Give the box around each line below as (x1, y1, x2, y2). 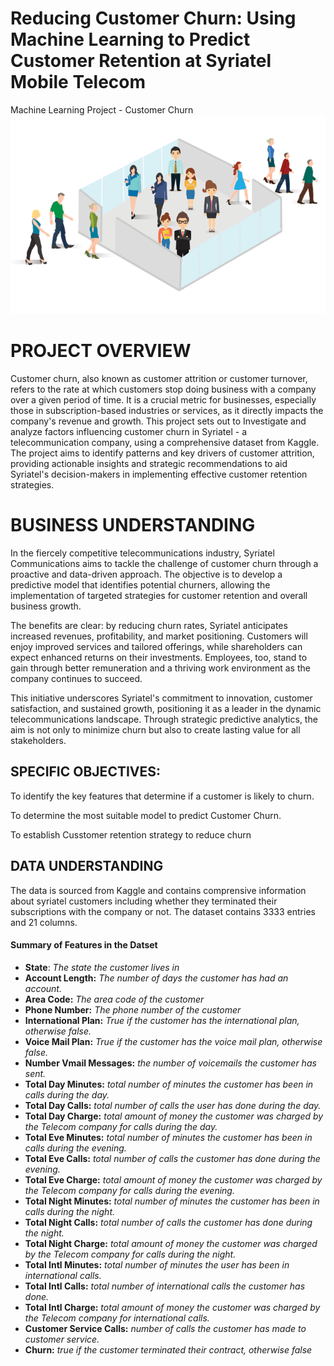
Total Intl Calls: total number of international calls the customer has (24, 1280, 306, 1292)
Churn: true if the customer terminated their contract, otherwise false (24, 1343, 313, 1356)
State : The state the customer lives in (24, 961, 180, 973)
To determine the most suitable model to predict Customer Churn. (10, 809, 282, 821)
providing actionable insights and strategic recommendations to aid (10, 458, 288, 470)
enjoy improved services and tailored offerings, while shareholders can (10, 640, 303, 652)
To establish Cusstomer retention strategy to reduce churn (10, 828, 252, 841)
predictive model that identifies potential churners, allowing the (10, 578, 271, 591)
